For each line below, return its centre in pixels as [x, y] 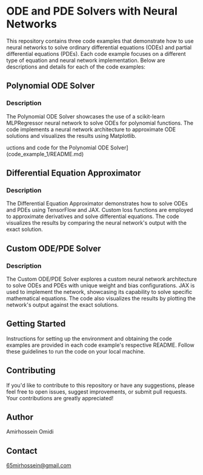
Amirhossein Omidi [30, 432]
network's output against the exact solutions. [63, 305]
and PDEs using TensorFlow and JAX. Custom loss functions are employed [100, 210]
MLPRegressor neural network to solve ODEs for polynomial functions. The [100, 123]
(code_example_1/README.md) [45, 154]
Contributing [31, 371]
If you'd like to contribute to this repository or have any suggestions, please [101, 385]
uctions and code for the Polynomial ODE [58, 148]
